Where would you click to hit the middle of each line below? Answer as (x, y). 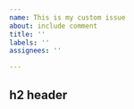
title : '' (28, 34)
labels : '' (29, 42)
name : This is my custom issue (67, 17)
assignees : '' (36, 51)
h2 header (38, 95)
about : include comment (54, 26)
